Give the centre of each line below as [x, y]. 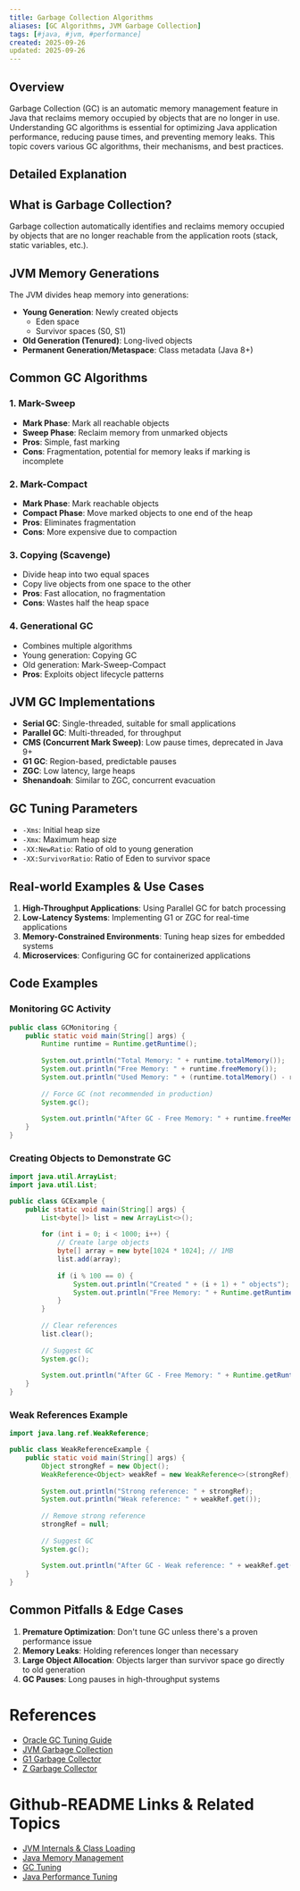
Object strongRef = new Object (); [105, 1466]
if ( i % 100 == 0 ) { [95, 1276]
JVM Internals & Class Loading [79, 1848]
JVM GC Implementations [83, 702]
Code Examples [54, 983]
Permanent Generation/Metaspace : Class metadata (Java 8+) [137, 350]
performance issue [57, 1641]
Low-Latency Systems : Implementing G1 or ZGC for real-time [136, 917]
